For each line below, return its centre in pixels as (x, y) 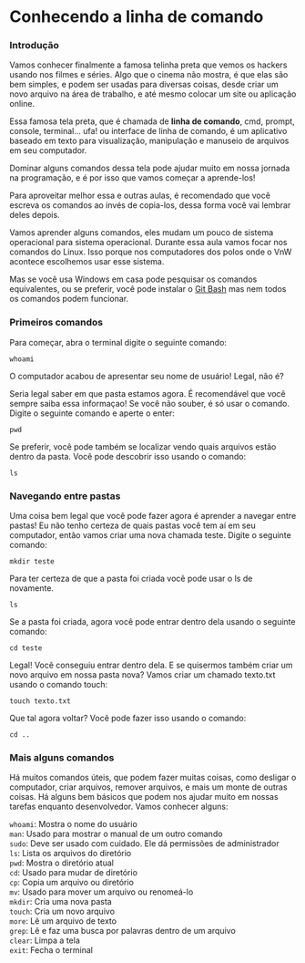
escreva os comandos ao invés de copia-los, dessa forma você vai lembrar (150, 205)
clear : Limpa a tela (45, 940)
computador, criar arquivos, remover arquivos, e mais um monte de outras (149, 787)
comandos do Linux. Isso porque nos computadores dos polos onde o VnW (151, 252)
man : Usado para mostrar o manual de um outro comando (116, 834)
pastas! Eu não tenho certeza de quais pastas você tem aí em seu (133, 525)
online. (22, 104)
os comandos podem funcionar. (69, 299)
